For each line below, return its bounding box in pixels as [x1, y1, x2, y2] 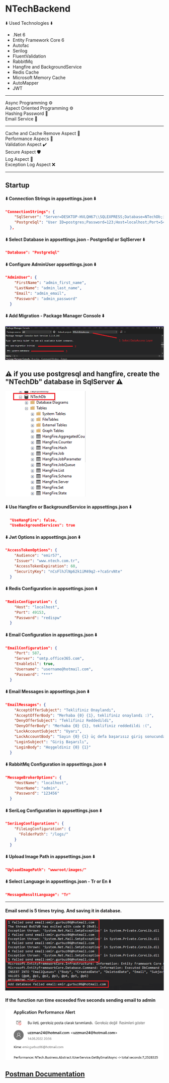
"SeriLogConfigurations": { [5, 821, 64, 826]
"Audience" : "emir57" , [14, 553, 62, 558]
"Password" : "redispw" [14, 615, 62, 620]
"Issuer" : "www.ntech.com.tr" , [14, 558, 80, 563]
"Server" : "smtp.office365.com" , [14, 656, 84, 661]
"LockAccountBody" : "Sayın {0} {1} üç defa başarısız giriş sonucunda [14, 734, 165, 739]
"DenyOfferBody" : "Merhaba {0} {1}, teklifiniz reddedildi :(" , [14, 724, 152, 729]
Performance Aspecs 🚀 [5, 136, 53, 142]
